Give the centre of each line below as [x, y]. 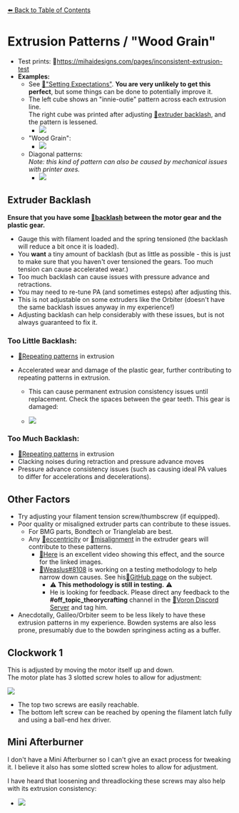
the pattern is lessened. [63, 122]
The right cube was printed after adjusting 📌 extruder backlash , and [127, 114]
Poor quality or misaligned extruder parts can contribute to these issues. [124, 524]
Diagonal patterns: [56, 154]
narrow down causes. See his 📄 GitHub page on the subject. [126, 577]
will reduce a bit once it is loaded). [68, 246]
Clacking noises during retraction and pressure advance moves [111, 462]
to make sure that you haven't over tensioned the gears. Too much [115, 261]
